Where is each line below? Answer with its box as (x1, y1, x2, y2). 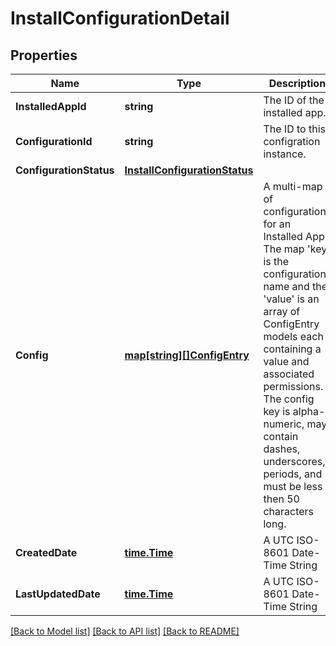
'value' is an (263, 292, 320, 306)
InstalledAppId (15, 100, 87, 113)
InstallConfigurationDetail (10, 7, 230, 30)
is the (263, 255, 290, 268)
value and (263, 355, 310, 368)
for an (263, 217, 292, 231)
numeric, (263, 417, 305, 431)
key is (263, 405, 291, 418)
